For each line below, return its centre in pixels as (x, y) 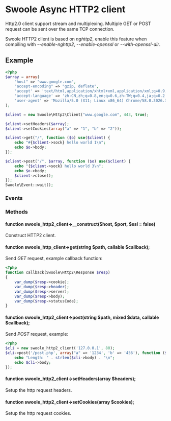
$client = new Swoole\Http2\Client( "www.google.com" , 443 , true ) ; (77, 114)
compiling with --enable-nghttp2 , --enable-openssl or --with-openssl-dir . (83, 44)
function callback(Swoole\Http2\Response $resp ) (58, 273)
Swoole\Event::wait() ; (29, 185)
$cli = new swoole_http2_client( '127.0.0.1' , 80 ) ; (60, 348)
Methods (17, 212)
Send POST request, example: (37, 334)
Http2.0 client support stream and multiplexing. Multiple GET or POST (78, 24)
